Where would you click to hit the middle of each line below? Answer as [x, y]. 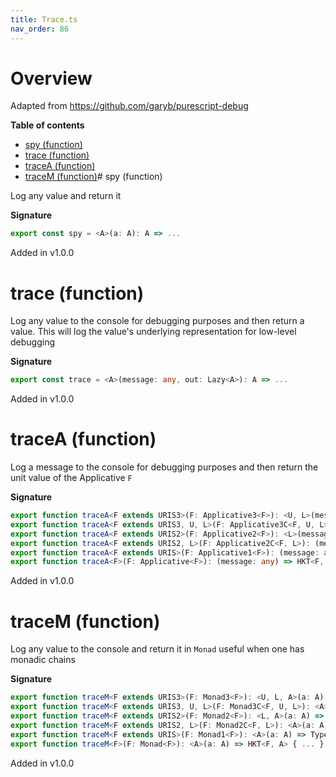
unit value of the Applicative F [71, 478]
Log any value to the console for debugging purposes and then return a [157, 321]
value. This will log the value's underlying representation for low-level [153, 332]
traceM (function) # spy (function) [93, 177]
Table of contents [47, 125]
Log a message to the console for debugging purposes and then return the [164, 467]
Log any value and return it [66, 196]
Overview [51, 78]
